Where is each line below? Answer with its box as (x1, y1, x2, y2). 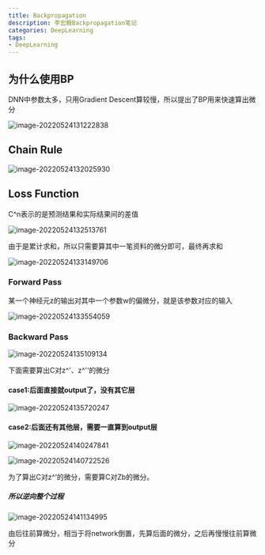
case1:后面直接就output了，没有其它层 (8, 385, 136, 395)
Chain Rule (8, 143, 63, 157)
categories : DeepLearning (8, 26, 93, 34)
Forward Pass (8, 277, 62, 288)
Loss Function (8, 187, 79, 201)
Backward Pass (8, 331, 69, 342)
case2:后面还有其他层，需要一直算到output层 (8, 422, 158, 432)
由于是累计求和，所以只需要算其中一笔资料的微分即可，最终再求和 (8, 241, 223, 251)
